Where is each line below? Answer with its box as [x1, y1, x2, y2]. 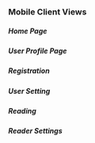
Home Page [8, 26, 47, 36]
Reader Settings [8, 126, 63, 136]
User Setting [8, 86, 51, 95]
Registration [8, 66, 50, 75]
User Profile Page [8, 46, 67, 56]
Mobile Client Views [8, 6, 87, 17]
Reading [8, 106, 37, 116]
